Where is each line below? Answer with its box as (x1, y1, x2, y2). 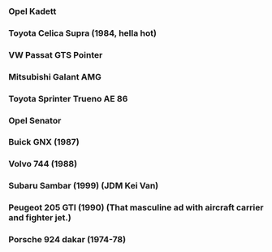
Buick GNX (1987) (8, 137, 80, 148)
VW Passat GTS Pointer (8, 49, 103, 60)
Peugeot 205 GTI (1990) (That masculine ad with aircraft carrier (8, 202, 264, 213)
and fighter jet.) (8, 212, 71, 224)
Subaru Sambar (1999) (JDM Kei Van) (8, 180, 159, 192)
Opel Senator (8, 115, 62, 126)
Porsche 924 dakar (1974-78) (8, 234, 127, 245)
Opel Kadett (8, 6, 57, 17)
